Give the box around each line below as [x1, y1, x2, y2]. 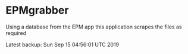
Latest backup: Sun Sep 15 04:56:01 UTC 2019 [5, 41, 120, 48]
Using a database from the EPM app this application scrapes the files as [5, 23, 182, 30]
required [5, 29, 27, 36]
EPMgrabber [5, 4, 69, 17]
